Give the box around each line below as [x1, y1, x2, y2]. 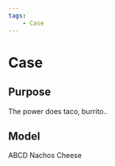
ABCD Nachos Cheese [8, 151, 82, 160]
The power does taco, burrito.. [8, 106, 109, 116]
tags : [8, 11, 26, 20]
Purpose [8, 85, 52, 99]
